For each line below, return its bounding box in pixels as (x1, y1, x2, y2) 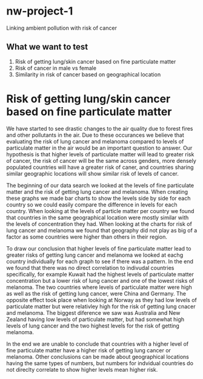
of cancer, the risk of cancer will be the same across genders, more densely (6, 157, 197, 164)
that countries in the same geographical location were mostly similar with (6, 214, 189, 221)
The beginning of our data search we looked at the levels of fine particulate (6, 182, 195, 189)
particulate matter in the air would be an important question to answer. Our (6, 144, 193, 151)
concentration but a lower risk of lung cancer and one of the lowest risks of (6, 277, 195, 284)
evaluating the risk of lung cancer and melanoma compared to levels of (6, 137, 184, 145)
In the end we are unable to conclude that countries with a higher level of (6, 340, 189, 348)
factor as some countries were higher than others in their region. (6, 233, 168, 240)
